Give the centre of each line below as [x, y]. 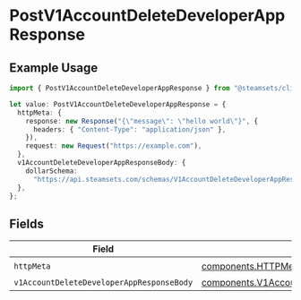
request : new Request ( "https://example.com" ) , [114, 146]
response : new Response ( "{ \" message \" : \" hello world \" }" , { [142, 121]
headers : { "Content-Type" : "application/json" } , [129, 129]
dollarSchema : [52, 171]
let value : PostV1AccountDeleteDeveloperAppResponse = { [118, 104]
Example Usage [54, 68]
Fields [27, 223]
